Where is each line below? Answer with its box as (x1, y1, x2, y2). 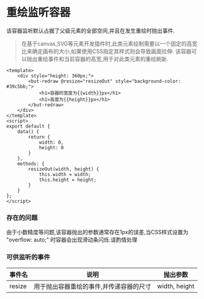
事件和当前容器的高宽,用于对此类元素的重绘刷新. (47, 55, 169, 62)
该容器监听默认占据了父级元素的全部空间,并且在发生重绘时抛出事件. (6, 27, 175, 34)
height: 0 (38, 144, 64, 150)
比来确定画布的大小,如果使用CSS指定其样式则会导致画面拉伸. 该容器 (21, 47, 192, 55)
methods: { (17, 160, 45, 167)
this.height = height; (38, 177, 97, 183)
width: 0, (38, 139, 64, 146)
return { (28, 134, 51, 140)
